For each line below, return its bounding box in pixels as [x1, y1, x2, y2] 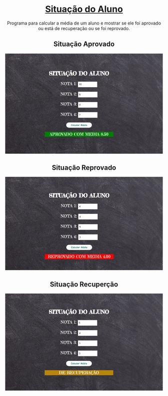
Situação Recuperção [49, 280, 118, 288]
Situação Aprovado [53, 40, 115, 49]
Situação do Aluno [44, 4, 123, 15]
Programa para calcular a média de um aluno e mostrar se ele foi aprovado [6, 20, 161, 26]
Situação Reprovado [51, 164, 116, 172]
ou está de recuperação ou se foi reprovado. [38, 25, 130, 31]
